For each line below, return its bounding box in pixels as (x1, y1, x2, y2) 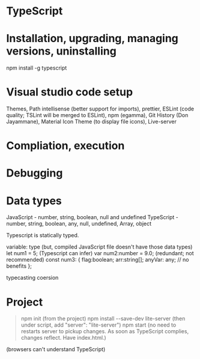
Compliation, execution (6, 139, 125, 152)
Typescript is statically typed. (6, 232, 79, 239)
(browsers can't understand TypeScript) (6, 346, 106, 353)
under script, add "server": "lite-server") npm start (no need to (20, 321, 177, 328)
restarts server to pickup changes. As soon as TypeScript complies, (20, 328, 189, 335)
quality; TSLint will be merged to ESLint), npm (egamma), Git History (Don (6, 112, 189, 119)
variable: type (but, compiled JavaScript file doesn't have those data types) (6, 243, 193, 250)
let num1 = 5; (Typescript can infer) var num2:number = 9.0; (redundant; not (6, 250, 194, 257)
